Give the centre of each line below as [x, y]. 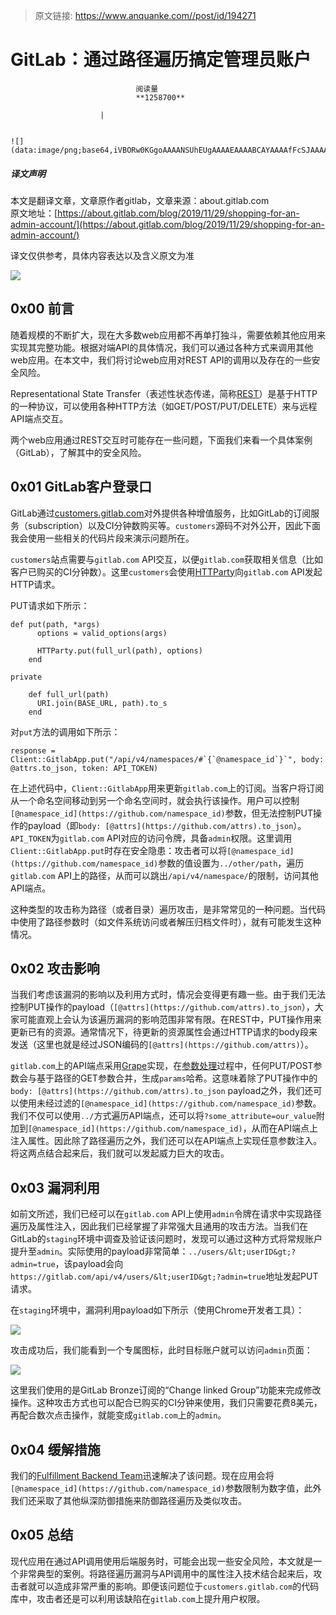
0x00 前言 [42, 309]
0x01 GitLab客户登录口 [81, 487]
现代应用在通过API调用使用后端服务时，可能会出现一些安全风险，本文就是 [162, 1561]
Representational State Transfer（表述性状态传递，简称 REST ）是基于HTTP [164, 393]
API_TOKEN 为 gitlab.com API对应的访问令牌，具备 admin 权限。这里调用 [151, 838]
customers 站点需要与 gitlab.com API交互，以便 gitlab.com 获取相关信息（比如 [166, 559]
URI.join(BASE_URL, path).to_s [102, 703]
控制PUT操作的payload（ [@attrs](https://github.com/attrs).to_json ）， [162, 1007]
